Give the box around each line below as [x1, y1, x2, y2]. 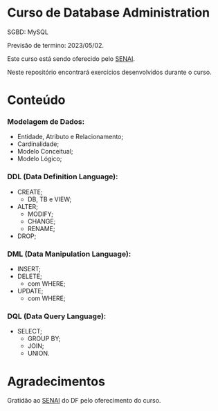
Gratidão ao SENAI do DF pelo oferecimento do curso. [7, 396, 161, 405]
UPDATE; [17, 287, 44, 295]
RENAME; [27, 224, 55, 232]
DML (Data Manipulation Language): [7, 249, 131, 259]
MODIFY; [27, 210, 53, 218]
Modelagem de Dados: [7, 117, 85, 127]
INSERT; [17, 265, 42, 273]
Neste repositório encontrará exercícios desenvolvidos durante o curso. [7, 68, 212, 76]
